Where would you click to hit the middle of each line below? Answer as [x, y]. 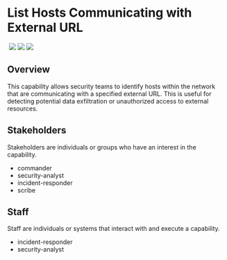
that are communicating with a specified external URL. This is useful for [109, 94]
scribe [26, 190]
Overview [29, 70]
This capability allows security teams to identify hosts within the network [111, 86]
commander [34, 168]
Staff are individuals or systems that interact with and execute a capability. [113, 229]
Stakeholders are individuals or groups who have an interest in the [102, 147]
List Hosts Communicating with [100, 13]
